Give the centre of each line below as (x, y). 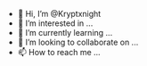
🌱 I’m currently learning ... (65, 33)
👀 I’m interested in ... (55, 23)
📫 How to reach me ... (59, 52)
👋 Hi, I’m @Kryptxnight (59, 14)
